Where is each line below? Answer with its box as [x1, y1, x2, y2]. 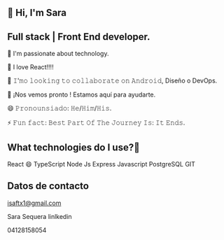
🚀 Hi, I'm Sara [7, 7, 67, 19]
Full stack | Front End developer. [7, 31, 150, 43]
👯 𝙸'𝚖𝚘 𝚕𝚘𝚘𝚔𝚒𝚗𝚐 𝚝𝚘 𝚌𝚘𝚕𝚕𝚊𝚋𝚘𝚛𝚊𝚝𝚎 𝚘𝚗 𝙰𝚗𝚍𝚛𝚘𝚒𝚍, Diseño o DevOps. [7, 76, 218, 85]
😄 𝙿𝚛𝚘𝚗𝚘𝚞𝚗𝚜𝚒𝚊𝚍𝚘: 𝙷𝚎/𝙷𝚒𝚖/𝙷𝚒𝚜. [7, 104, 112, 113]
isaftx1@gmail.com [7, 199, 62, 207]
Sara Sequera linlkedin [7, 212, 72, 220]
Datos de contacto [7, 180, 90, 192]
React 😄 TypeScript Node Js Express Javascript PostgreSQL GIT [7, 160, 196, 169]
